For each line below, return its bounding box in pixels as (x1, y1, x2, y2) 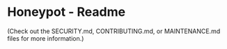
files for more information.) (7, 34, 84, 42)
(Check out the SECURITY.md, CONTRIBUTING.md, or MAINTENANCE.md (7, 27, 221, 35)
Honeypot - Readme (7, 4, 126, 20)
